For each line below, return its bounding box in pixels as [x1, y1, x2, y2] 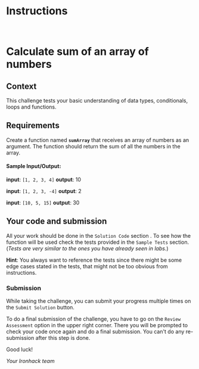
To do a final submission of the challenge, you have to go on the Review [6, 315, 181, 323]
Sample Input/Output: [6, 163, 61, 170]
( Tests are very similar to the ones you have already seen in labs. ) [6, 244, 169, 252]
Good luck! [6, 346, 33, 353]
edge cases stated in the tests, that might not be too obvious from [6, 262, 168, 269]
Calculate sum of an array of [6, 45, 149, 58]
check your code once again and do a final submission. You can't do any [6, 328, 185, 335]
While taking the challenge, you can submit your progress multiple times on [6, 297, 191, 305]
